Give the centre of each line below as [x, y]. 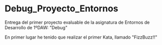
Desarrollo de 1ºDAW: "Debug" [36, 27]
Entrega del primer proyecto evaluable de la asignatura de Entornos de [77, 22]
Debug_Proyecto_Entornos [61, 9]
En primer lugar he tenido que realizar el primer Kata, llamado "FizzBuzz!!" [81, 37]
